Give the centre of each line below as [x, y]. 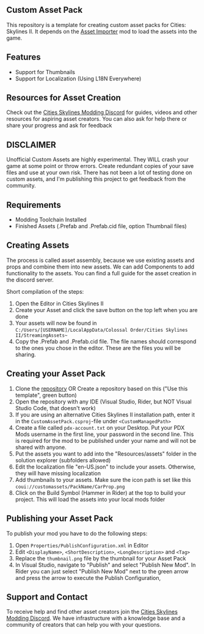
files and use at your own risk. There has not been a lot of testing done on [99, 173]
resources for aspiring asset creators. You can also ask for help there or [97, 119]
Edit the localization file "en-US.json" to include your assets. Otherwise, [105, 467]
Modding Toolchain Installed [51, 220]
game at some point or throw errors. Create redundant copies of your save [100, 166]
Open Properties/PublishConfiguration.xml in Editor [82, 545]
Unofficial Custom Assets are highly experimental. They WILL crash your [98, 159]
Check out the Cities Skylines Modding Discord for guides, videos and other [102, 112]
